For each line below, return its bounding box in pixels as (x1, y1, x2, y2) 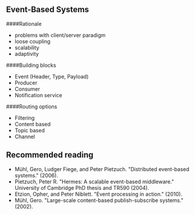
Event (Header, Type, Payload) (14, 73, 89, 80)
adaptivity (14, 50, 39, 57)
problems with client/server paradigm (14, 32, 106, 39)
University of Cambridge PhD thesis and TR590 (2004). (14, 184, 150, 191)
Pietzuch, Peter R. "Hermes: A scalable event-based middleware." (14, 178, 174, 185)
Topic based (14, 127, 45, 134)
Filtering (14, 114, 35, 121)
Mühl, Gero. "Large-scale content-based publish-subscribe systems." (14, 196, 184, 204)
